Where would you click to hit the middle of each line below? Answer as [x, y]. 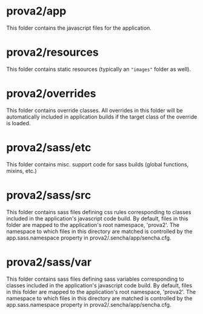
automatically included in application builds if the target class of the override [102, 117]
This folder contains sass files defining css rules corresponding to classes [99, 212]
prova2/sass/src [49, 195]
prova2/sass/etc [49, 148]
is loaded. [18, 123]
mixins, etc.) [22, 171]
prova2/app [36, 11]
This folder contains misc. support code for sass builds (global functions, [98, 164]
